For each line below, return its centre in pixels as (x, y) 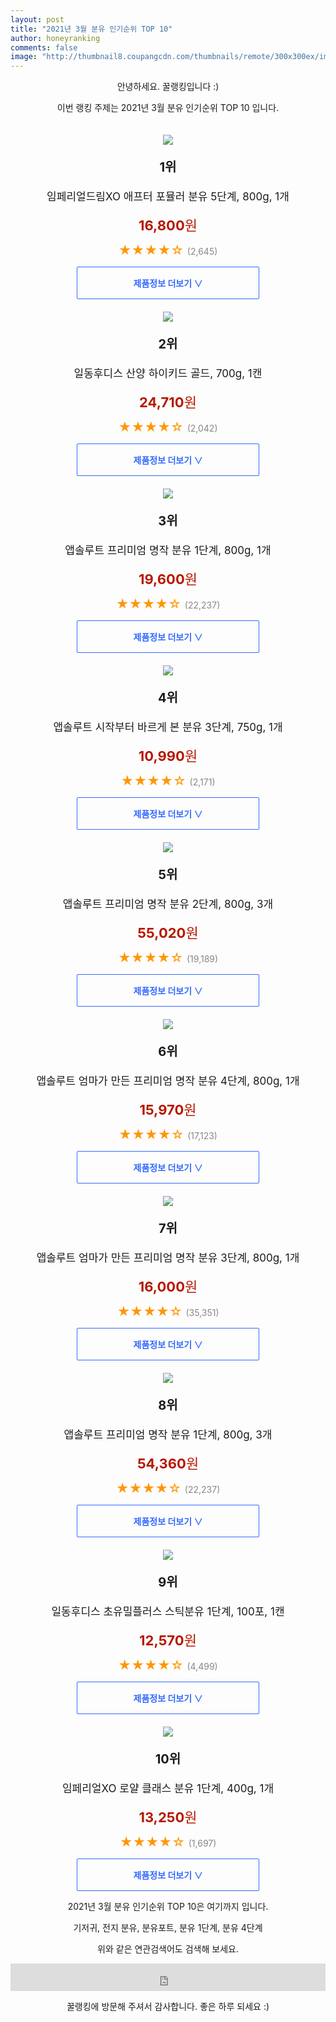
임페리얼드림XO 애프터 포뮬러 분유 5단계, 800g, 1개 (168, 197)
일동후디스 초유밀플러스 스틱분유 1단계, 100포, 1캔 (168, 1612)
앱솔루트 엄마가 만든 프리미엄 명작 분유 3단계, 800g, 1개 (168, 1258)
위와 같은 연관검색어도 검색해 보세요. (168, 1949)
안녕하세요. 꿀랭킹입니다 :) (168, 87)
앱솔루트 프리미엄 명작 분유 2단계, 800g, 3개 (168, 904)
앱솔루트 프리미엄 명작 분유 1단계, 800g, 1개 (168, 551)
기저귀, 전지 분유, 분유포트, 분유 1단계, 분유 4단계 (168, 1928)
